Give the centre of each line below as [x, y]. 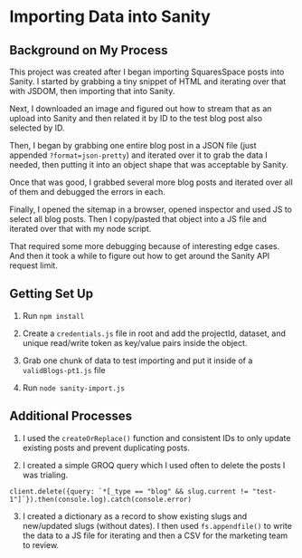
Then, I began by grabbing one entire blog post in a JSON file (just [133, 145]
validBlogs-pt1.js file [64, 370]
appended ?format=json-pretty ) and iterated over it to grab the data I [139, 155]
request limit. [34, 265]
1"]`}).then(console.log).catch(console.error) [101, 499]
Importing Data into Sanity [110, 17]
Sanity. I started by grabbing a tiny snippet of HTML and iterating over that [148, 82]
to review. [41, 544]
